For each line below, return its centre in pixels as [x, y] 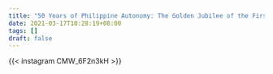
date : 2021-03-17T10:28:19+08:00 [65, 23]
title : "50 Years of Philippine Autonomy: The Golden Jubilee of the [129, 16]
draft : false [30, 38]
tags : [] [23, 31]
